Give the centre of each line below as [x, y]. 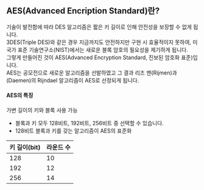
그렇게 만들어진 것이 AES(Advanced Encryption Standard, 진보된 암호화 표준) [100, 57]
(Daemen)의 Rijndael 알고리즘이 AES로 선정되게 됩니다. [73, 80]
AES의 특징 [20, 95]
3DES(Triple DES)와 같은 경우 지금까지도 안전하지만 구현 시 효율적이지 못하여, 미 [102, 42]
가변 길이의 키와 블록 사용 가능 [42, 110]
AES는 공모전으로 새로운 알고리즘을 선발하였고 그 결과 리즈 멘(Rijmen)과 [92, 73]
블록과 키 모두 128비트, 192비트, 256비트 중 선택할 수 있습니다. [90, 123]
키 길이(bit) [25, 147]
